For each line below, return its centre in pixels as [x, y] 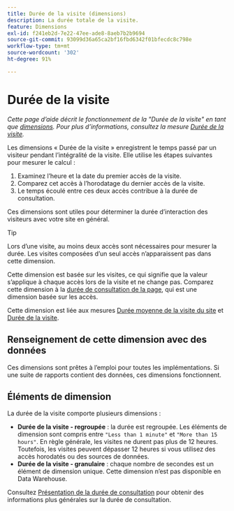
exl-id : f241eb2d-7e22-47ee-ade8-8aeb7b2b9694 [76, 33]
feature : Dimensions [37, 27]
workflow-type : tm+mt [39, 46]
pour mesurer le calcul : [41, 162]
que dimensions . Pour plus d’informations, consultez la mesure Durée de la [116, 126]
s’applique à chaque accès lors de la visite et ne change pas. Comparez [111, 282]
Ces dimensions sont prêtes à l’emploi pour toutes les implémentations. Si [114, 367]
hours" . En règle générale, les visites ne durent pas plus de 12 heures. [118, 442]
